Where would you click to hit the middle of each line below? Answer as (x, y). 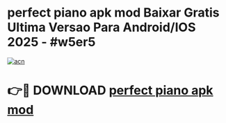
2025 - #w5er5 (51, 42)
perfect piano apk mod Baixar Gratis (114, 13)
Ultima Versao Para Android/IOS (102, 27)
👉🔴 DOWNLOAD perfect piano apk (110, 91)
